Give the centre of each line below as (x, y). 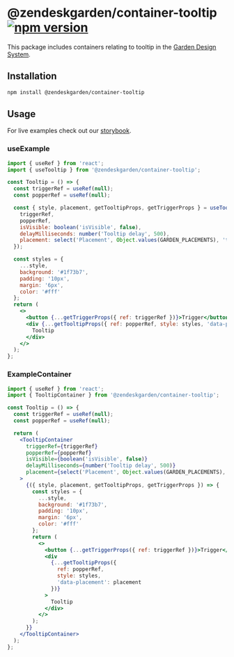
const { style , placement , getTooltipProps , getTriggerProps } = (110, 208)
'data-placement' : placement (99, 582)
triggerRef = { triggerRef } (62, 446)
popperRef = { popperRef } (58, 453)
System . (19, 54)
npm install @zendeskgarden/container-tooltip (76, 92)
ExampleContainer (39, 374)
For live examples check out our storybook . (69, 131)
